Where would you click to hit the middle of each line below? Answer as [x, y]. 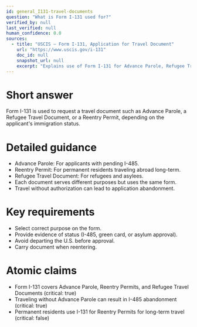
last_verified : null [31, 28]
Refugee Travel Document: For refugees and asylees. [79, 176]
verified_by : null [28, 22]
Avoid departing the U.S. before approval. [65, 241]
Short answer [40, 95]
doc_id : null [33, 55]
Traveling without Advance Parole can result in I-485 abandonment [96, 299]
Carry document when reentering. [56, 247]
